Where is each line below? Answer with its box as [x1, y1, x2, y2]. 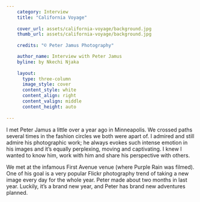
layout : [17, 70, 36, 76]
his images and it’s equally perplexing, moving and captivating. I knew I [6, 145, 182, 153]
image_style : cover [22, 81, 71, 87]
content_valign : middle [22, 98, 82, 104]
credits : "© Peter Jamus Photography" [17, 43, 114, 49]
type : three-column [22, 76, 71, 82]
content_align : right [22, 93, 77, 99]
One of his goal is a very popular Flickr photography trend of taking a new [6, 169, 189, 177]
